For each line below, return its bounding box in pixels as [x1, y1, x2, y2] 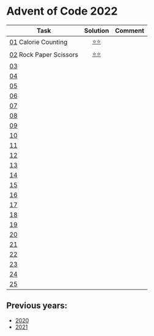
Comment [115, 26, 145, 35]
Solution [84, 26, 109, 35]
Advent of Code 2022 [6, 4, 118, 18]
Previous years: [6, 301, 68, 311]
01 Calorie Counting [9, 38, 68, 46]
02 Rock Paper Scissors [9, 51, 78, 59]
